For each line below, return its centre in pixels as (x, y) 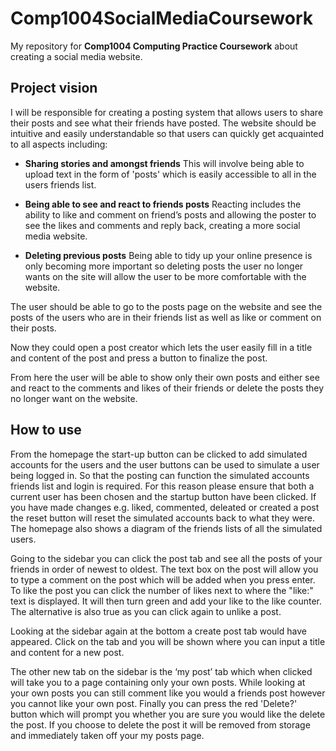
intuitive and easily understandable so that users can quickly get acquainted (167, 133)
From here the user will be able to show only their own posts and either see (165, 377)
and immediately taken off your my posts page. (107, 735)
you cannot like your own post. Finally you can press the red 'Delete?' (154, 703)
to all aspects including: (59, 144)
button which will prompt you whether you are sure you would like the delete (168, 714)
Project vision (54, 88)
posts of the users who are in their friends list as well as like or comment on (166, 317)
